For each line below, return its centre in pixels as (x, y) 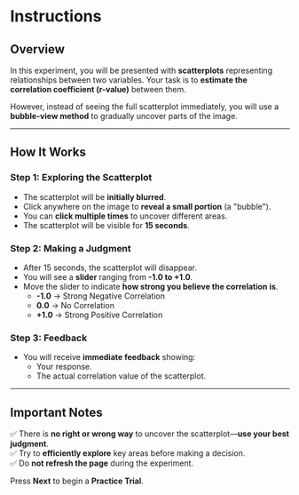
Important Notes (56, 412)
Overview (38, 49)
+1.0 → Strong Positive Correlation (99, 315)
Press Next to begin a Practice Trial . (77, 481)
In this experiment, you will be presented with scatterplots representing (142, 70)
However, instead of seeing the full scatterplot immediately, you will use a (145, 107)
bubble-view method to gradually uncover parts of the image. (124, 116)
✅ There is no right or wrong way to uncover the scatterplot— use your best (149, 434)
